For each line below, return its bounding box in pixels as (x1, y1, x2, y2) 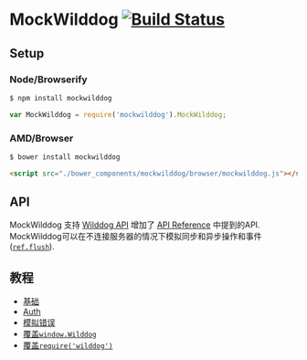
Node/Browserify (9, 73, 89, 86)
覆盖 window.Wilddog (22, 329, 98, 340)
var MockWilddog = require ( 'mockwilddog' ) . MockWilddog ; (9, 110, 227, 119)
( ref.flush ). (9, 241, 55, 252)
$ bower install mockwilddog (9, 152, 121, 162)
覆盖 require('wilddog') (22, 340, 113, 351)
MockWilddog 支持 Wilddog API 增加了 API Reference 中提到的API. (9, 219, 260, 230)
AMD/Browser (9, 132, 74, 144)
